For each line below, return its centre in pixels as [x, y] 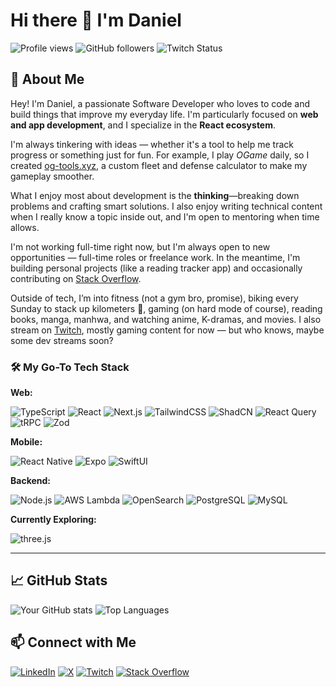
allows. [25, 227]
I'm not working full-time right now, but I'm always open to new [140, 246]
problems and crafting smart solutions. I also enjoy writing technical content [166, 206]
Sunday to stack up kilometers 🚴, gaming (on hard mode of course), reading [166, 308]
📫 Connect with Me [73, 642]
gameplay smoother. [52, 176]
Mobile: [26, 442]
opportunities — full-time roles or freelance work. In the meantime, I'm [155, 257]
